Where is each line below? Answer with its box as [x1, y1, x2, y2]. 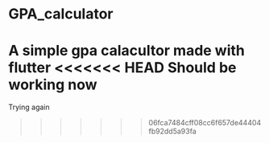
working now [8, 76, 98, 94]
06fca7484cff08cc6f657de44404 [148, 118, 262, 128]
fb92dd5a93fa [148, 126, 197, 137]
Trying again [8, 102, 50, 112]
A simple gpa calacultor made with [8, 42, 246, 60]
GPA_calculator [8, 5, 114, 23]
